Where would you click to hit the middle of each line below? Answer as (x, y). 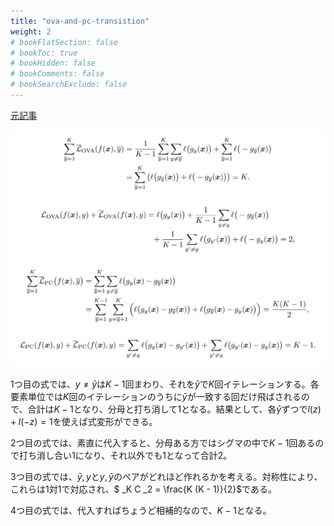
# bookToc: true (44, 53)
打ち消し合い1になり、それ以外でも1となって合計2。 (125, 456)
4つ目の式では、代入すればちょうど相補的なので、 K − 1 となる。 (141, 511)
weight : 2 (31, 31)
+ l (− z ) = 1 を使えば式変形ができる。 (84, 422)
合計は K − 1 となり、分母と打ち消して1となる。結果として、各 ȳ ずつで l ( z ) (174, 409)
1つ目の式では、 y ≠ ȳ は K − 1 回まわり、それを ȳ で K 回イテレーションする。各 (165, 384)
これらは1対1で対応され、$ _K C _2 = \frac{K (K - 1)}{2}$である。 (143, 489)
